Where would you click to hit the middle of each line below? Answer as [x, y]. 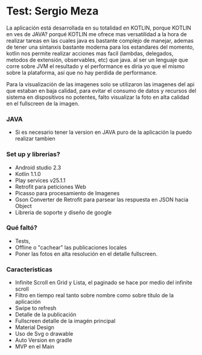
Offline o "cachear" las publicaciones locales [71, 247]
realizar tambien [35, 139]
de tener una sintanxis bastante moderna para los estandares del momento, [100, 47]
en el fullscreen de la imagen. [43, 103]
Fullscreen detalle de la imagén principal [65, 321]
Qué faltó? [22, 228]
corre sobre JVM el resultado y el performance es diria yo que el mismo [96, 66]
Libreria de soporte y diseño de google [63, 212]
